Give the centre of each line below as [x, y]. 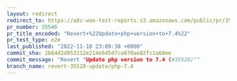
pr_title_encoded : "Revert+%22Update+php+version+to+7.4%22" [99, 33]
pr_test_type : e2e [34, 40]
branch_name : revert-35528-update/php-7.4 [70, 66]
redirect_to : [26, 20]
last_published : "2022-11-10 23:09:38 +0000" [75, 46]
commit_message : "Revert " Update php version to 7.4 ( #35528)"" [103, 60]
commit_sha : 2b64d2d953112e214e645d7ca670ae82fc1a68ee [89, 54]
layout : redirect [32, 14]
